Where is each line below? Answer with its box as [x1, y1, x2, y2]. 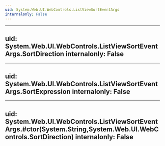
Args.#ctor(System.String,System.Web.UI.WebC [5, 125, 159, 133]
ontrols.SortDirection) [5, 133, 74, 141]
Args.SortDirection [5, 49, 65, 58]
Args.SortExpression [5, 87, 71, 96]
